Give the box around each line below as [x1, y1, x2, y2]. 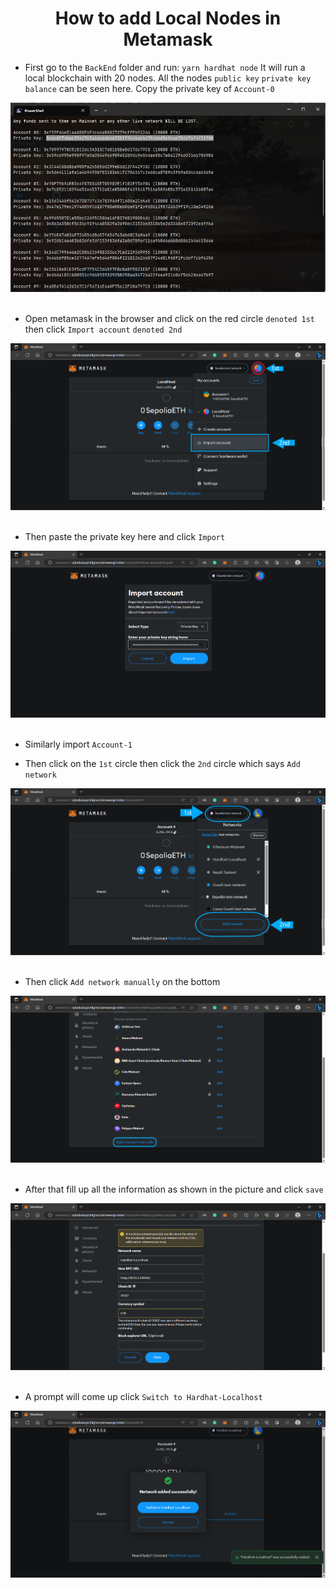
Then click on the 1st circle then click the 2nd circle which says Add [24, 757, 301, 769]
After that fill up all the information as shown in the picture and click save [24, 1183, 324, 1195]
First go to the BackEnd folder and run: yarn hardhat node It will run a [24, 61, 306, 73]
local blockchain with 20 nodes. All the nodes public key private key [24, 72, 312, 84]
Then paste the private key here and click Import [24, 530, 226, 542]
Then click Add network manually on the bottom [24, 975, 221, 987]
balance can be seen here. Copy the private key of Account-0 [24, 82, 275, 94]
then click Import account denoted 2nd [24, 323, 183, 335]
